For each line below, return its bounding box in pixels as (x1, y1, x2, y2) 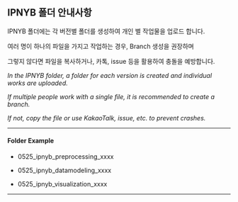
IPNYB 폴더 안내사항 (7, 6, 92, 19)
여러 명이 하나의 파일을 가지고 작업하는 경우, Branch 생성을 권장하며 (7, 42, 195, 50)
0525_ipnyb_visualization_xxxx (17, 180, 108, 189)
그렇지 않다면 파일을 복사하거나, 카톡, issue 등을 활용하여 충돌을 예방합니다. (7, 57, 215, 65)
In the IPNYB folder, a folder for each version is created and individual (7, 71, 212, 79)
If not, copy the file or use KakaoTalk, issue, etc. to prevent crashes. (7, 113, 206, 122)
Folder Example (7, 137, 55, 145)
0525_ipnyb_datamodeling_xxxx (17, 166, 112, 175)
